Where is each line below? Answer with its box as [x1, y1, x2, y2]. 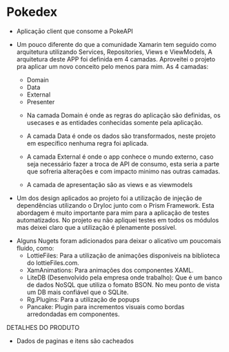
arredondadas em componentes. [26, 310, 120, 318]
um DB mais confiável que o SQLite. [26, 288, 129, 296]
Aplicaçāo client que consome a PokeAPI [16, 27, 134, 35]
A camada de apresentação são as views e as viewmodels [26, 180, 193, 188]
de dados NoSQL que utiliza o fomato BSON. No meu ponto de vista [26, 280, 220, 289]
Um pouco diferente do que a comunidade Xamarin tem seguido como [16, 40, 217, 48]
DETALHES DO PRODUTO [6, 323, 80, 331]
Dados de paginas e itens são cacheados [16, 336, 134, 345]
